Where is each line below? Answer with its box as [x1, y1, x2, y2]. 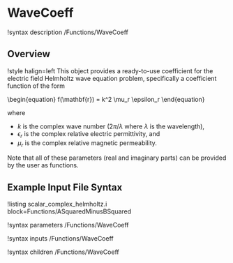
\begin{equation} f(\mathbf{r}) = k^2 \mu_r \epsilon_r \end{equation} [7, 95, 205, 103]
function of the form [7, 82, 65, 90]
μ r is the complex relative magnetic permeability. [17, 138, 157, 149]
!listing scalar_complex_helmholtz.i [7, 200, 107, 209]
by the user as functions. [7, 161, 79, 170]
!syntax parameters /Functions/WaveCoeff [7, 221, 129, 230]
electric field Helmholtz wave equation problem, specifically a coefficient [7, 74, 217, 82]
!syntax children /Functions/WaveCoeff [7, 248, 120, 256]
